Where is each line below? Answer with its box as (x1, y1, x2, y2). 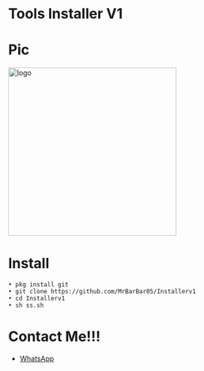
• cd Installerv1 (8, 294, 66, 303)
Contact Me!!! (8, 327, 101, 346)
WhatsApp (19, 354, 55, 363)
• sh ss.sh (8, 301, 44, 309)
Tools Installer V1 (8, 5, 123, 23)
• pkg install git (8, 281, 69, 289)
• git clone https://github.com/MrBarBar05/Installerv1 (8, 288, 196, 296)
